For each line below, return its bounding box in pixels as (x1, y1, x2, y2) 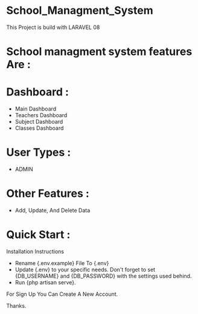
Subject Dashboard (14, 118, 63, 126)
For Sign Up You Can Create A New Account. (6, 290, 118, 298)
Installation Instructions (6, 248, 65, 255)
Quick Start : (6, 228, 71, 242)
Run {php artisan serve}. (14, 278, 77, 286)
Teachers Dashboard (14, 112, 68, 119)
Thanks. (6, 302, 27, 309)
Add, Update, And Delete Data (14, 207, 91, 214)
